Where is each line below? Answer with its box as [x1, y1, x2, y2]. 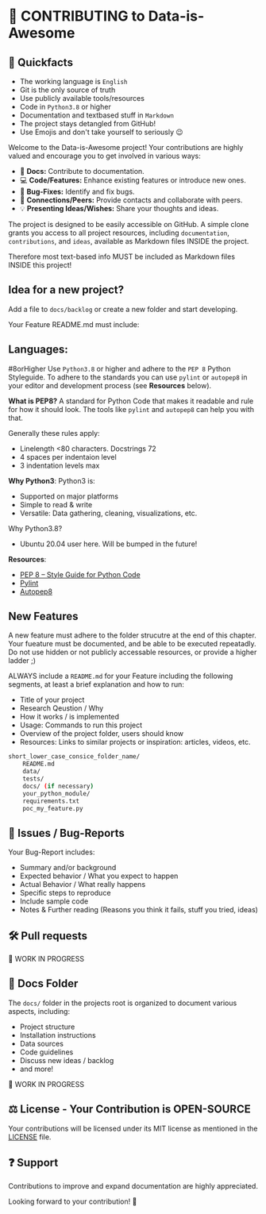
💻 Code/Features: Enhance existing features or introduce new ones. [19, 175, 246, 185]
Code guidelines [19, 1047, 74, 1057]
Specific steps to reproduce [19, 888, 111, 898]
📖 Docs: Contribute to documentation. [19, 167, 145, 175]
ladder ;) [8, 656, 37, 665]
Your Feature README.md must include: [8, 319, 140, 329]
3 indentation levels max [19, 461, 100, 470]
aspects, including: [8, 1006, 70, 1016]
